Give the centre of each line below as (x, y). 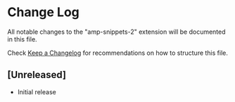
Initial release (37, 91)
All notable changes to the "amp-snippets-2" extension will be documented (117, 32)
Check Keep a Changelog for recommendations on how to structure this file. (118, 53)
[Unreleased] (37, 75)
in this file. (22, 39)
